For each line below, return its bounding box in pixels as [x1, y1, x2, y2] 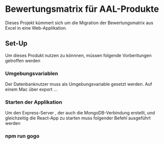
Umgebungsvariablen [5, 70, 58, 77]
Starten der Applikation [5, 99, 63, 106]
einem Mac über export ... [5, 86, 58, 92]
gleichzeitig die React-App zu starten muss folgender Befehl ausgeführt [5, 115, 151, 121]
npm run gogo [5, 133, 39, 140]
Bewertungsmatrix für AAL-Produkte [5, 3, 159, 15]
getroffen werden [5, 58, 40, 64]
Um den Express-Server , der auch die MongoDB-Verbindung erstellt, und [5, 110, 155, 116]
